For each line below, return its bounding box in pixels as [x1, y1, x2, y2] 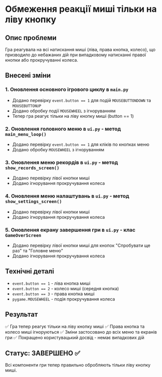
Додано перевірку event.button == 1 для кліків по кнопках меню [12, 141, 149, 147]
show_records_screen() [5, 165, 60, 171]
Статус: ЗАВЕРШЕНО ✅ [5, 349, 80, 357]
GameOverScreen [5, 233, 42, 238]
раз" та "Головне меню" [12, 247, 63, 253]
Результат [5, 310, 38, 319]
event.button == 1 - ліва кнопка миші [12, 280, 91, 286]
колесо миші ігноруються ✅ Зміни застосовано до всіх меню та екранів [5, 329, 157, 335]
